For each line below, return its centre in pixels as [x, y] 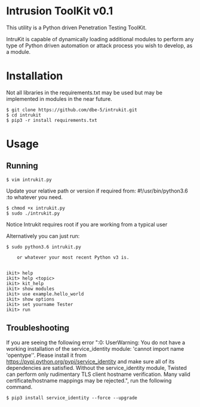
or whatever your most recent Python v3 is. [73, 257]
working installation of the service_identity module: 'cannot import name [95, 348]
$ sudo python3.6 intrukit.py [44, 247]
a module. [19, 51]
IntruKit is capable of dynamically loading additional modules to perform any [100, 39]
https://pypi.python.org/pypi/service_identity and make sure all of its [90, 361]
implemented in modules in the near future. [59, 99]
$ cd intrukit [24, 115]
